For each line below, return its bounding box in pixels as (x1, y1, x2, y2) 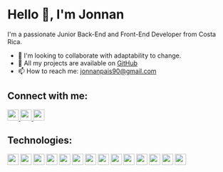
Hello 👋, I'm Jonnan (7, 6, 125, 23)
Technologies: (7, 134, 73, 146)
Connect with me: (7, 90, 88, 102)
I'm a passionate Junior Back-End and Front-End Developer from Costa (7, 30, 216, 38)
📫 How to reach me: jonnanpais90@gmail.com (17, 67, 157, 75)
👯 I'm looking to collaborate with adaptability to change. (17, 51, 182, 60)
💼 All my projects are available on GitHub (17, 58, 138, 67)
